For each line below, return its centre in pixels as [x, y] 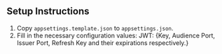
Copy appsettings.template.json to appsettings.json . [95, 28]
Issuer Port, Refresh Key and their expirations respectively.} [103, 43]
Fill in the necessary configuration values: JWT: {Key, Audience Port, [116, 35]
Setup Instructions [48, 11]
